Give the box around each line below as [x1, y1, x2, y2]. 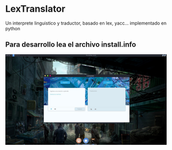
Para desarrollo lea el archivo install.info [5, 40, 137, 49]
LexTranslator [5, 3, 66, 15]
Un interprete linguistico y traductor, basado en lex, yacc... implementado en [5, 20, 167, 26]
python [5, 25, 20, 31]
